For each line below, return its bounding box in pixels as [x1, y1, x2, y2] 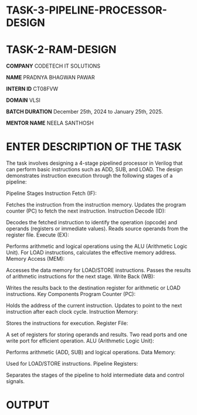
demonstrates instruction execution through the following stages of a [6, 172, 173, 180]
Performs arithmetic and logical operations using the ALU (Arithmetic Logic [6, 243, 188, 250]
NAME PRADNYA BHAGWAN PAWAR [6, 74, 95, 81]
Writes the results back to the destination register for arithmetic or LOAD [6, 284, 181, 291]
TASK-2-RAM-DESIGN [6, 43, 117, 57]
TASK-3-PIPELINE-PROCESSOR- [6, 4, 167, 17]
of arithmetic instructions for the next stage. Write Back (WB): [6, 273, 155, 280]
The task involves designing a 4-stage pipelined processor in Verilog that [6, 160, 183, 167]
